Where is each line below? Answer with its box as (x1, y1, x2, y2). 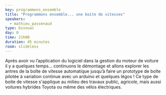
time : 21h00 (5, 35, 30, 40)
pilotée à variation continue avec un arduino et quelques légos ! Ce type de (5, 73, 159, 79)
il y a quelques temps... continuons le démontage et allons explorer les (5, 63, 149, 69)
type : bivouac (5, 26, 35, 31)
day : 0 (5, 30, 19, 35)
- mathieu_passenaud (9, 21, 52, 26)
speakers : (5, 16, 26, 21)
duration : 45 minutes (5, 40, 50, 45)
